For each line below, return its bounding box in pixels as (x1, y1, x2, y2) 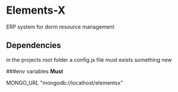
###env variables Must (6, 68, 63, 75)
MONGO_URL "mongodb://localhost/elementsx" (6, 79, 123, 86)
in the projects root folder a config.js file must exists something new (6, 56, 172, 63)
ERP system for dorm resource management (6, 23, 115, 30)
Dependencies (6, 40, 61, 50)
